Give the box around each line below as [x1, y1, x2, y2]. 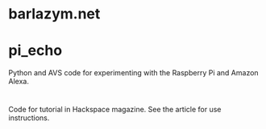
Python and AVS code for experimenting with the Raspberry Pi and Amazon [8, 68, 260, 78]
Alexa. [8, 77, 30, 87]
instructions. [8, 113, 50, 123]
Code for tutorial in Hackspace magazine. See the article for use [8, 105, 222, 115]
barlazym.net [8, 5, 101, 23]
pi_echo [8, 42, 63, 60]
